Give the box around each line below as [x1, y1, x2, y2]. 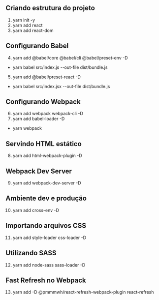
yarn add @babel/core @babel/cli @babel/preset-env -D [12, 55, 128, 60]
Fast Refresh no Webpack [5, 276, 86, 284]
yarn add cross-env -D [12, 207, 60, 213]
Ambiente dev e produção [5, 194, 87, 203]
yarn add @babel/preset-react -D [12, 74, 81, 80]
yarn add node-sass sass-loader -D [12, 262, 86, 268]
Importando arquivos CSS [5, 221, 87, 230]
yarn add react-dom [12, 27, 54, 33]
